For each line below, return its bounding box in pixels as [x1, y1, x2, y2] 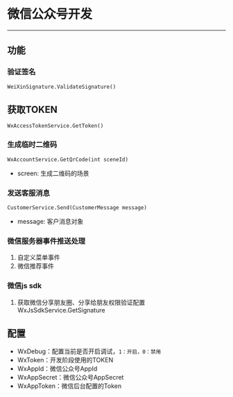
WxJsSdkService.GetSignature [17, 306, 105, 314]
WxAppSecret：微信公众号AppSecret [17, 373, 124, 382]
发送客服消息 [7, 188, 51, 197]
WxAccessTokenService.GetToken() [7, 123, 104, 130]
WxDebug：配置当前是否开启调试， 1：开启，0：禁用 [17, 347, 162, 355]
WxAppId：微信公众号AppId [17, 364, 98, 373]
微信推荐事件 [17, 262, 54, 270]
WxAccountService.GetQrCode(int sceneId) [7, 156, 129, 163]
